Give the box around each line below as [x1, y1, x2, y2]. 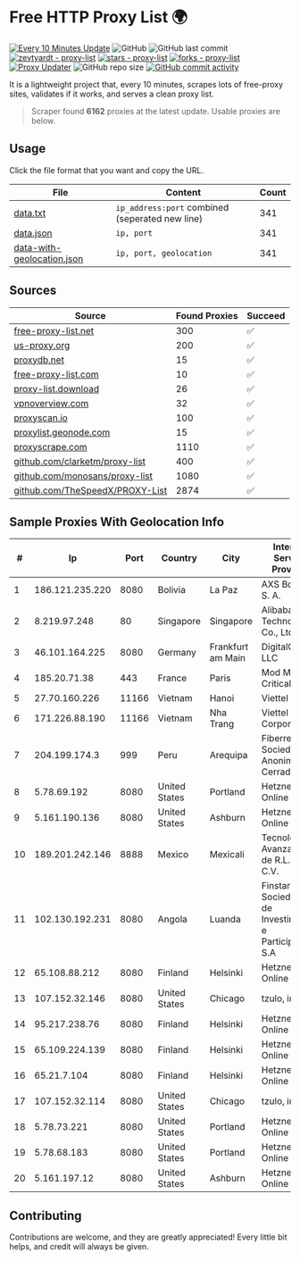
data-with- [13, 241, 62, 254]
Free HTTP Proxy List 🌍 [9, 7, 188, 28]
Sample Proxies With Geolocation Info [9, 514, 225, 530]
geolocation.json [13, 252, 84, 264]
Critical [261, 678, 292, 690]
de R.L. [261, 854, 291, 866]
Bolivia [157, 584, 186, 597]
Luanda [209, 913, 241, 925]
